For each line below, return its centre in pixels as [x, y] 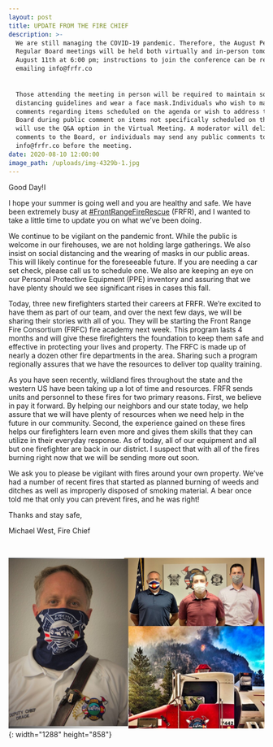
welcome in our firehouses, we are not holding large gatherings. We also [130, 245]
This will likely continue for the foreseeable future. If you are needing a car [133, 262]
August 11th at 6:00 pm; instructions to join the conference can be [136, 60]
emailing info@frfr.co [54, 69]
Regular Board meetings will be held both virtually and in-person [132, 52]
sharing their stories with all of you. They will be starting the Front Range [130, 320]
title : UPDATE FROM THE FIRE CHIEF [69, 26]
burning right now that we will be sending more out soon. [104, 457]
